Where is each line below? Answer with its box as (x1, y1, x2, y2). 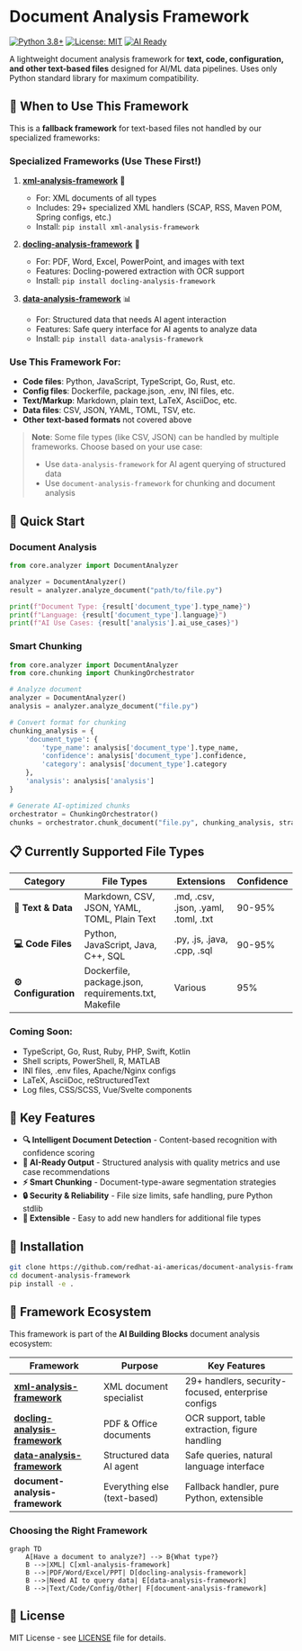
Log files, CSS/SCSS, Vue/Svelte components (22, 1084, 192, 1095)
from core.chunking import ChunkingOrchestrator (9, 669, 195, 678)
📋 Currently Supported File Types (9, 844, 205, 859)
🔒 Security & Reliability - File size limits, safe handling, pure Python (22, 1190, 273, 1201)
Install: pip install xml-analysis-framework (35, 221, 200, 232)
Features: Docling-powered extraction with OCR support (35, 266, 245, 276)
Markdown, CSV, (84, 890, 155, 903)
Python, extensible (184, 1492, 263, 1504)
